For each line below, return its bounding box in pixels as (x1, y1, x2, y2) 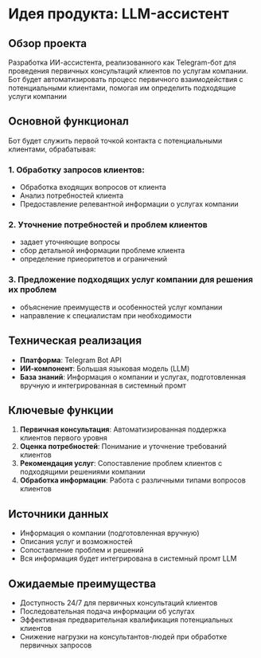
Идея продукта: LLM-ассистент (8, 5, 229, 23)
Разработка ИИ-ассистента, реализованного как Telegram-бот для (8, 57, 236, 67)
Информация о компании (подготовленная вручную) (19, 528, 200, 538)
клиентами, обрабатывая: (8, 144, 96, 154)
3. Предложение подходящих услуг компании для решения (8, 274, 253, 286)
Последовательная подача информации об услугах (19, 606, 195, 616)
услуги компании (8, 92, 68, 100)
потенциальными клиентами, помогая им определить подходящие (8, 83, 236, 93)
